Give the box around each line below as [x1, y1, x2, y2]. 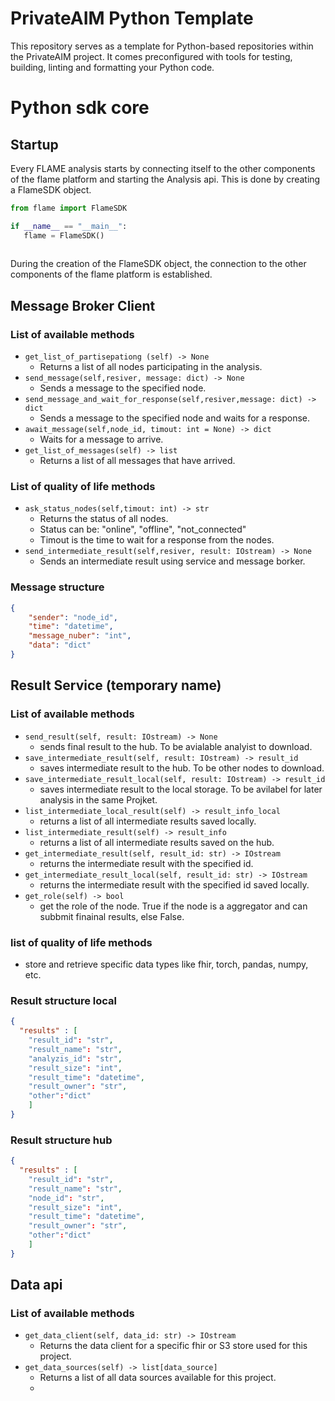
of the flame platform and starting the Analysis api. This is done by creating [10, 173, 321, 185]
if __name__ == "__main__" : [10, 221, 128, 231]
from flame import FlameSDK [10, 203, 128, 213]
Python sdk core [10, 97, 150, 119]
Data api [10, 1277, 63, 1294]
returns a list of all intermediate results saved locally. [39, 815, 257, 827]
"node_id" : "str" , [28, 1193, 105, 1203]
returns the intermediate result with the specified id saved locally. [39, 878, 310, 891]
